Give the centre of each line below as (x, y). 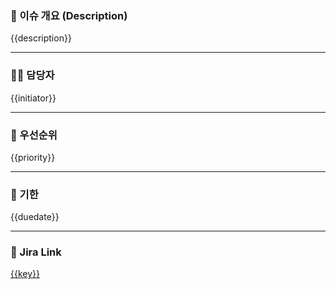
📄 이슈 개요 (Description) (69, 15)
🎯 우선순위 (34, 135)
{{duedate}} (35, 217)
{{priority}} (33, 157)
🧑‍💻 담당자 (32, 75)
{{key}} (25, 274)
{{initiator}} (33, 98)
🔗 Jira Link (36, 252)
